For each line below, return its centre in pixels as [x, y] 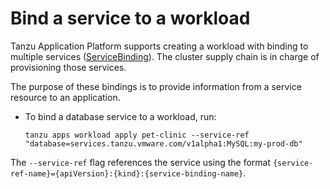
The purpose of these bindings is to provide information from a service [156, 86]
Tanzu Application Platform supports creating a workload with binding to [159, 46]
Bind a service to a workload [130, 18]
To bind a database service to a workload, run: [120, 116]
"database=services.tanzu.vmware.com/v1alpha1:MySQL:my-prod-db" [163, 143]
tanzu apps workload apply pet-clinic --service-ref [137, 135]
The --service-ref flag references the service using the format [141, 162]
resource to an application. [65, 97]
